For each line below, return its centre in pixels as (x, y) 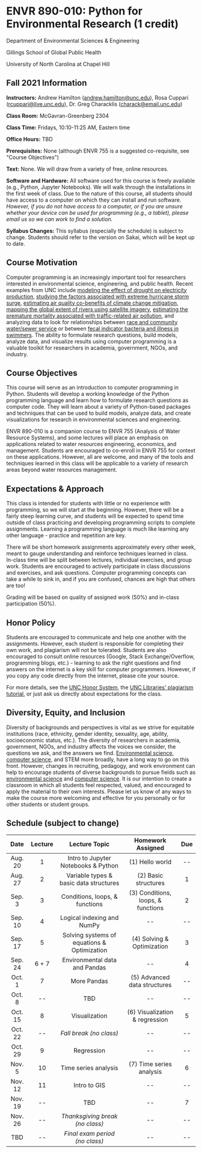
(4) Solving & (150, 939)
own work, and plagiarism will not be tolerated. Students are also (86, 650)
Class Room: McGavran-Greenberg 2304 (58, 115)
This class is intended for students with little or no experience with (88, 503)
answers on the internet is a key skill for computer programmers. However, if (101, 669)
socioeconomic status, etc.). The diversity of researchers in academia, (94, 740)
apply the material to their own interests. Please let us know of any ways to (99, 791)
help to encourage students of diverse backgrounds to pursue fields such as (101, 772)
